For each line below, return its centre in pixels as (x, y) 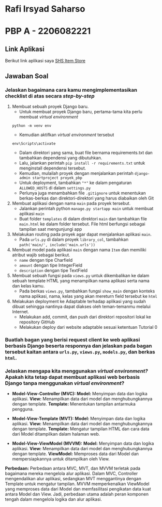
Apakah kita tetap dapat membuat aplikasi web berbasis (73, 377)
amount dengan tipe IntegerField (51, 265)
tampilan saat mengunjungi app (51, 229)
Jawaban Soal (27, 76)
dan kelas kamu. (28, 286)
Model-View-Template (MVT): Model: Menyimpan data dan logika (79, 419)
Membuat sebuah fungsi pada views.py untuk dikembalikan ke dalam (81, 275)
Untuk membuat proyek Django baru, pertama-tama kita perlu (81, 111)
